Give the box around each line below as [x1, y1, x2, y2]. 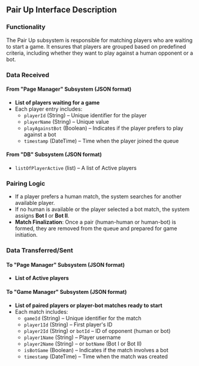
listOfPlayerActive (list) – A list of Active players [14, 165, 137, 172]
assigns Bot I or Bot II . [14, 212, 70, 219]
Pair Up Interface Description [6, 5, 117, 15]
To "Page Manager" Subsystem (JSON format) [6, 261, 125, 268]
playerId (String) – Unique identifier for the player [23, 111, 147, 119]
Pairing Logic [6, 179, 46, 188]
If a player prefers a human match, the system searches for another [14, 193, 182, 200]
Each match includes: [14, 308, 68, 315]
